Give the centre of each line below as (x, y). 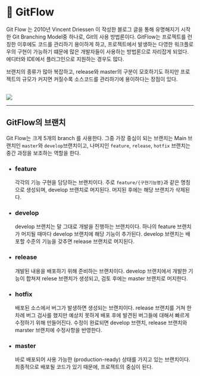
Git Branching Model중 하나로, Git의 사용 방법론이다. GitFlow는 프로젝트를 (99, 37)
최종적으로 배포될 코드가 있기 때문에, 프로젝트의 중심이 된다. (84, 367)
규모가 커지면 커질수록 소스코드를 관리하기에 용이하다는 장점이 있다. (100, 79)
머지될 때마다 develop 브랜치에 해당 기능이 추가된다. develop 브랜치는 (103, 234)
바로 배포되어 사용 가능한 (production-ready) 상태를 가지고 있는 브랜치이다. (102, 359)
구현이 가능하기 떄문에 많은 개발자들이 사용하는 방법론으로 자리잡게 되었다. (103, 51)
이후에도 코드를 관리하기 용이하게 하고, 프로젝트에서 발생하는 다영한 (95, 44)
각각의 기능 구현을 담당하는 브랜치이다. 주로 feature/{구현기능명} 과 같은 (97, 182)
